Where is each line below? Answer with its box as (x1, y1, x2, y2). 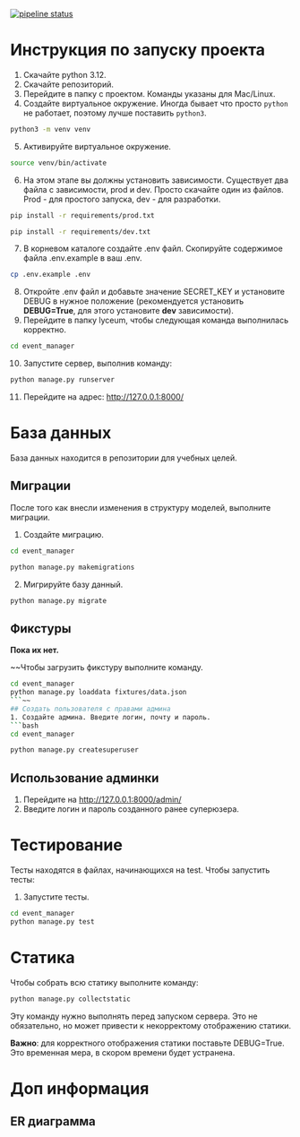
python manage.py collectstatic (10, 995, 131, 1003)
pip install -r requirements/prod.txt (10, 211, 155, 220)
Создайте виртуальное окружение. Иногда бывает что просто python (22, 98, 289, 108)
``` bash (10, 721, 39, 730)
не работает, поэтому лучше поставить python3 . (22, 108, 207, 118)
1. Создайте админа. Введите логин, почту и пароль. (10, 712, 211, 721)
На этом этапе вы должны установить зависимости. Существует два (22, 175, 289, 185)
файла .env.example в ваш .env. (22, 253, 142, 263)
